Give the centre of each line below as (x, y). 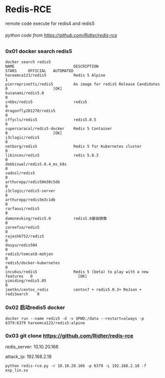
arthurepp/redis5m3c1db (30, 200)
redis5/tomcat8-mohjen (29, 254)
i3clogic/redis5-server (30, 191)
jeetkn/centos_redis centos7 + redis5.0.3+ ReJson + (74, 290)
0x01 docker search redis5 (39, 51)
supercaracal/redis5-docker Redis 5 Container (59, 129)
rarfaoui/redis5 (22, 209)
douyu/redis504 (21, 245)
